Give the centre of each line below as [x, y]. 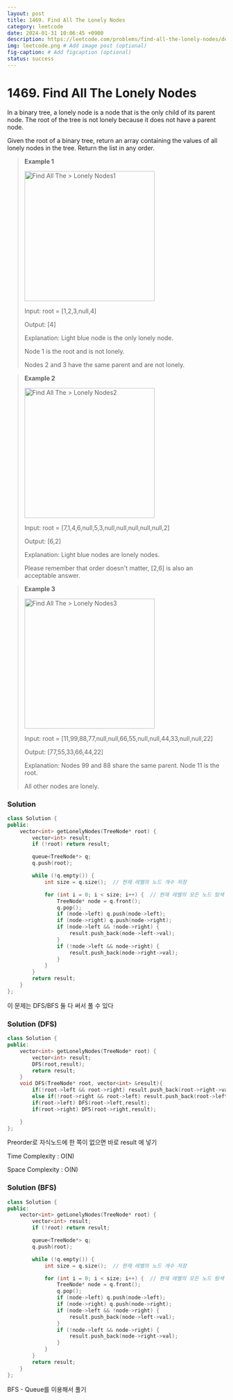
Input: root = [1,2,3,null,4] [60, 311]
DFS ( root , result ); [59, 1064]
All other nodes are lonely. [61, 786]
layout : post [26, 14]
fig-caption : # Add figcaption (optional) [69, 53]
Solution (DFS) [32, 1024]
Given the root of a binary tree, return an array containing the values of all [112, 140]
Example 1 [39, 161]
